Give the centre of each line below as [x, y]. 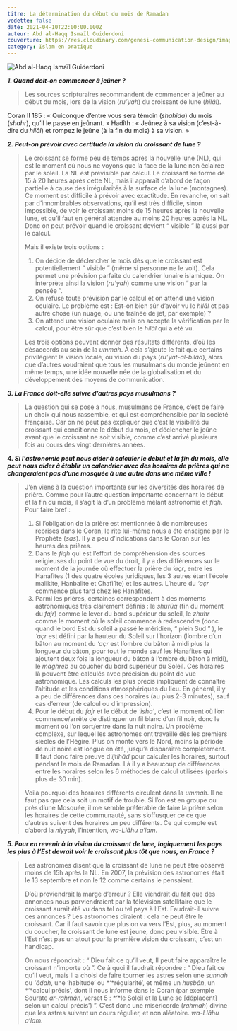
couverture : [25, 40]
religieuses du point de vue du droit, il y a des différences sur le [127, 561]
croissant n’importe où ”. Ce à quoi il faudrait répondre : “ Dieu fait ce [124, 968]
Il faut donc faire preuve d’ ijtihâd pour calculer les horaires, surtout [132, 756]
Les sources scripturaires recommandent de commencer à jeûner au [124, 94]
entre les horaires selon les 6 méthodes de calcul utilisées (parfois [131, 771]
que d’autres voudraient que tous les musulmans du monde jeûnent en [127, 364]
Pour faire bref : [47, 509]
